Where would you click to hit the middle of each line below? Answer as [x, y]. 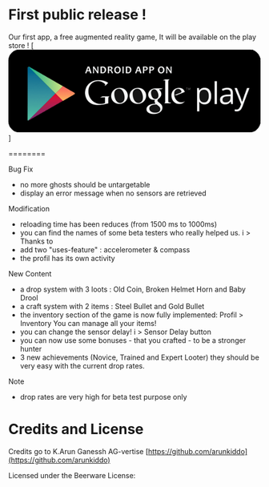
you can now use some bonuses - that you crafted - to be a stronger [133, 340]
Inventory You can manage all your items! [88, 323]
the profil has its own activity [67, 258]
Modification [29, 208]
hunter [31, 348]
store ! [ [21, 45]
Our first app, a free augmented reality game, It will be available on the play [132, 37]
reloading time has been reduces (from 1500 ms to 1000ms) [118, 224]
